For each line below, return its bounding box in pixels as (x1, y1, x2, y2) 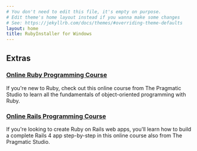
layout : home (6, 25, 39, 32)
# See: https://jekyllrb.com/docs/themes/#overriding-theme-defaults (6, 20, 183, 26)
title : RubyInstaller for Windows (6, 31, 93, 37)
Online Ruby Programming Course (6, 71, 107, 79)
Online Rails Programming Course (6, 112, 106, 120)
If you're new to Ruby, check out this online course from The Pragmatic (6, 84, 181, 91)
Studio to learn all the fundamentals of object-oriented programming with (6, 91, 186, 98)
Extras (6, 53, 31, 63)
